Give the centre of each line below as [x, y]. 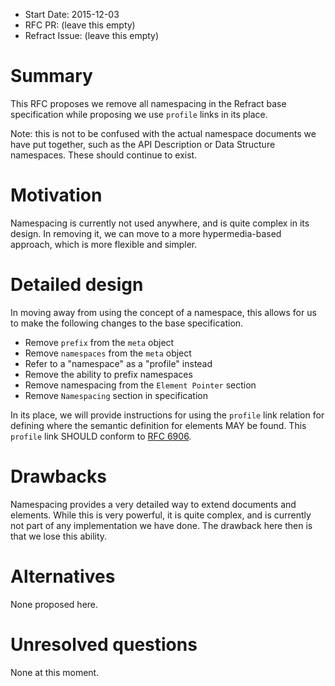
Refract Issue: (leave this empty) [92, 35]
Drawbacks [58, 476]
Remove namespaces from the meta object [108, 353]
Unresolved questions [104, 644]
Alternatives [63, 576]
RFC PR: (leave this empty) [80, 25]
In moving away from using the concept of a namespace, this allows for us [163, 312]
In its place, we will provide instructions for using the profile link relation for [167, 415]
